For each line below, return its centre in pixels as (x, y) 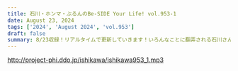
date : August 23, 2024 (41, 20)
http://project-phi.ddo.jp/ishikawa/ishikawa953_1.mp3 (86, 60)
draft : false (27, 33)
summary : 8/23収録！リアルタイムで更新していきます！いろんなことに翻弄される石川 (115, 40)
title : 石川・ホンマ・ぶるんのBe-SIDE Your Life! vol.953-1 (92, 14)
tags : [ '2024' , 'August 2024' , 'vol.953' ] (71, 27)
